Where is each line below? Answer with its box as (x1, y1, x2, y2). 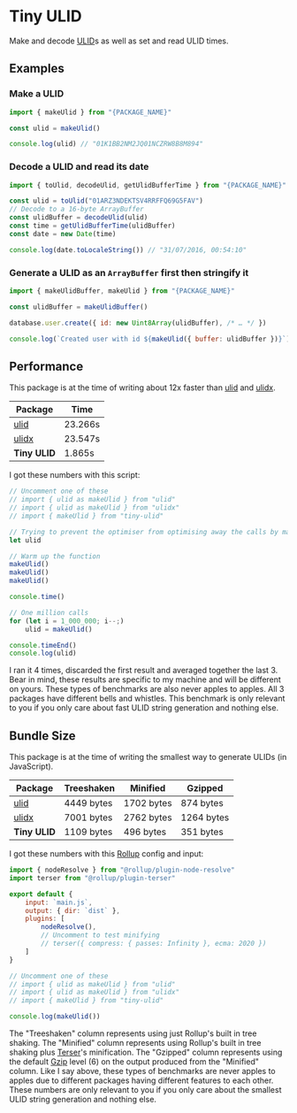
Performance (9, 358, 84, 373)
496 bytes (123, 825, 167, 838)
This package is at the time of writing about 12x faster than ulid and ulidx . (9, 382, 276, 393)
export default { (9, 889, 73, 899)
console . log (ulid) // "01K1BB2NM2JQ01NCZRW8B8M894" (9, 140, 203, 149)
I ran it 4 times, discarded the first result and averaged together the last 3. (9, 665, 278, 676)
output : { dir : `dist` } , (25, 906, 121, 915)
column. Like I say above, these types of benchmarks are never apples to (9, 1066, 276, 1077)
